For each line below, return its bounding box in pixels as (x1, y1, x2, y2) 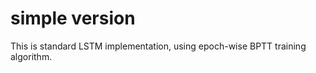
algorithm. (10, 50, 53, 62)
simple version (10, 7, 136, 30)
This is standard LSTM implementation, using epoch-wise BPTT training (10, 40, 307, 52)
